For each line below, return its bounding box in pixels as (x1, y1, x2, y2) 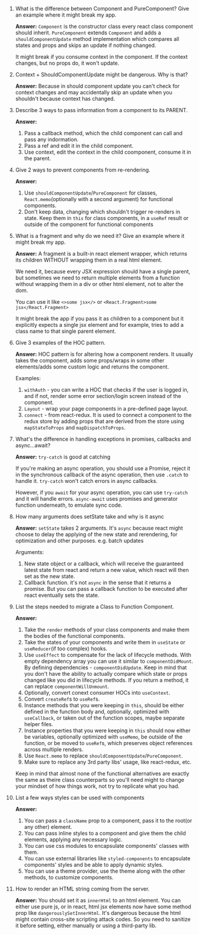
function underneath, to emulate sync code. (15, 501, 123, 508)
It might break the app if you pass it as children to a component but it (15, 315, 184, 322)
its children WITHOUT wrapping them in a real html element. (15, 256, 162, 263)
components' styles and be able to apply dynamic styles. (24, 861, 163, 868)
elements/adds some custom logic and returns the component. (15, 363, 169, 370)
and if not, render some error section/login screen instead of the (24, 393, 181, 399)
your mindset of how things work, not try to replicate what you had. (15, 783, 180, 790)
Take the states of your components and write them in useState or (24, 639, 185, 645)
